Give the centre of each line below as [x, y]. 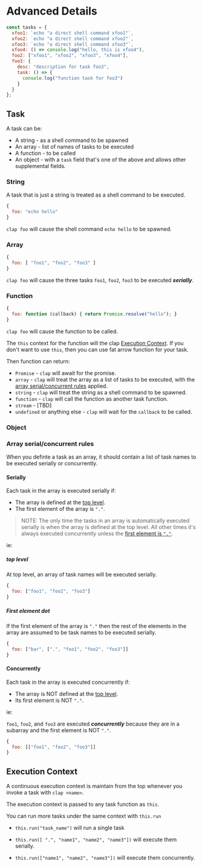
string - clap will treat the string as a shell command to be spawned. [101, 392]
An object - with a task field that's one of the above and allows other [100, 160]
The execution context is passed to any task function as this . [83, 805]
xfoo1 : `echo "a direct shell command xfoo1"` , [73, 33]
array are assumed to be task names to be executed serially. [81, 632]
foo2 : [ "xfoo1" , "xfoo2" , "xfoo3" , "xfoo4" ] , [70, 56]
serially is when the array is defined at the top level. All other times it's [108, 527]
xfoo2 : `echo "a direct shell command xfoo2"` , [73, 39]
